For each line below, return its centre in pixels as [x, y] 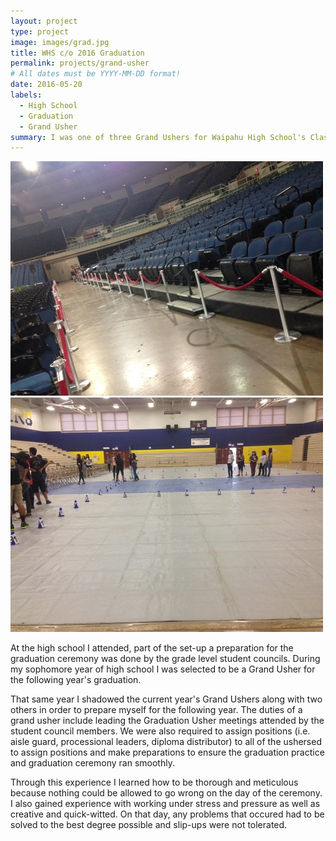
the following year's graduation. [76, 680]
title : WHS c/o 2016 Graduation [77, 53]
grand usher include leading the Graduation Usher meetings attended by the [167, 721]
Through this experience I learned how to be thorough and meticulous [154, 782]
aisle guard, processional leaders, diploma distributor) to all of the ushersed [166, 742]
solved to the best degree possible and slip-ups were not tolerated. [149, 825]
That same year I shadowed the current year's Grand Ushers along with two [166, 699]
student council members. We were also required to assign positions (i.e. [160, 731]
